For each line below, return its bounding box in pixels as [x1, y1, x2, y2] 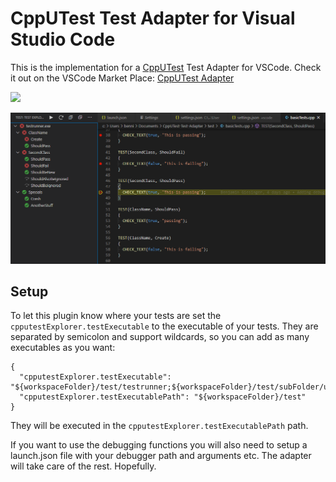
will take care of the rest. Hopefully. [10, 460, 157, 472]
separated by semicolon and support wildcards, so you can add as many [10, 331, 310, 343]
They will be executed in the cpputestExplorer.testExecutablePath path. [10, 420, 309, 432]
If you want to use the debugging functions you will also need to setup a [10, 439, 308, 451]
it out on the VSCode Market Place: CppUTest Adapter [10, 72, 235, 84]
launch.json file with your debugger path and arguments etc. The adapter [10, 450, 312, 462]
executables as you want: [10, 342, 116, 354]
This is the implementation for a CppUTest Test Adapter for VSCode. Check [10, 61, 322, 73]
